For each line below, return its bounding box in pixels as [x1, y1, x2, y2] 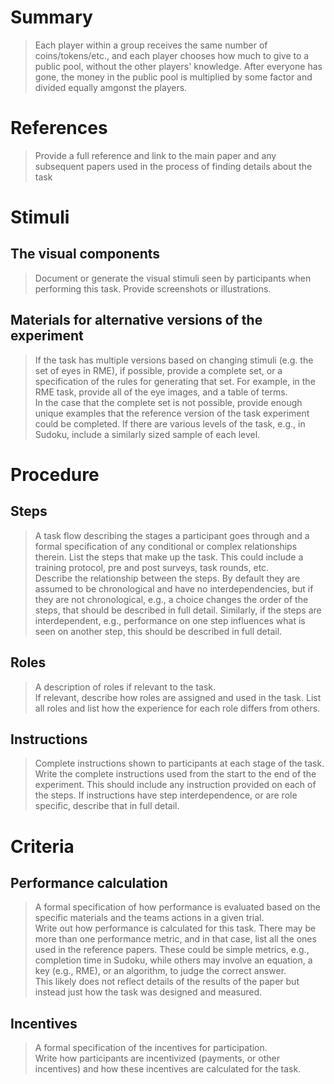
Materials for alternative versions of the [10, 312, 263, 329]
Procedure [10, 463, 100, 486]
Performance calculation [10, 874, 168, 891]
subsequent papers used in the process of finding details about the [34, 160, 313, 172]
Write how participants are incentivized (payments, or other [34, 1052, 280, 1065]
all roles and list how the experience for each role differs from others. [34, 702, 321, 714]
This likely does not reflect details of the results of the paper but [34, 976, 300, 988]
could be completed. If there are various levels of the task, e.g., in [34, 417, 306, 430]
